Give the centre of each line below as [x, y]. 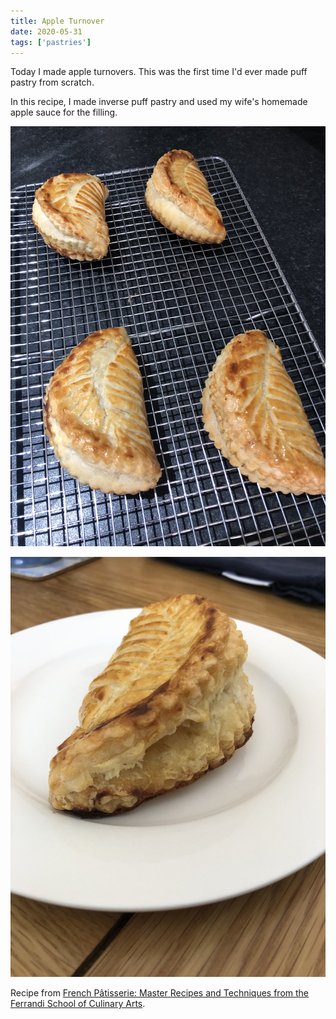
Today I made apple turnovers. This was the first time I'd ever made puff [159, 72]
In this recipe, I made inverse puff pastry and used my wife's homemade [159, 102]
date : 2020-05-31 [46, 31]
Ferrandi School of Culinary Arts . [78, 1004]
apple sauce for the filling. [64, 112]
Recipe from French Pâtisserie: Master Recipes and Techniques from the [160, 993]
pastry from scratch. [52, 82]
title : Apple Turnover [57, 21]
